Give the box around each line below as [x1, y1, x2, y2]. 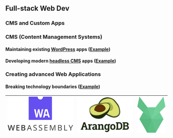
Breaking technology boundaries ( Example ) [5, 83, 100, 90]
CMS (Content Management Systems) [5, 33, 102, 41]
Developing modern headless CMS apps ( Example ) [5, 58, 116, 64]
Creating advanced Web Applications [5, 71, 101, 78]
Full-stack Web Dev [5, 4, 70, 13]
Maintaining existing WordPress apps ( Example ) [5, 46, 111, 52]
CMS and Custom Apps [5, 20, 65, 27]
